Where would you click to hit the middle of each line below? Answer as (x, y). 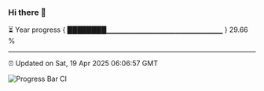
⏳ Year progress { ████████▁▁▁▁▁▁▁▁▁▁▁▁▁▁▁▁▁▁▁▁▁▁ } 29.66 (128, 30)
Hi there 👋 (27, 12)
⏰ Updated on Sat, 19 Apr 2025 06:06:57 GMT (83, 63)
